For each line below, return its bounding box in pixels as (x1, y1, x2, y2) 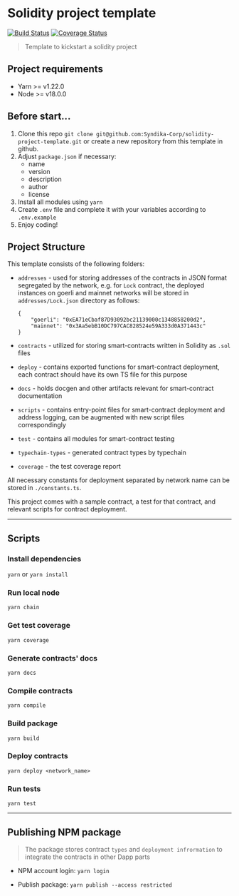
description (28, 175, 62, 183)
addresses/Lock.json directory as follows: (17, 296, 140, 305)
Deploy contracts (7, 751, 69, 761)
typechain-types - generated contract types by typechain (17, 448, 186, 457)
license (28, 190, 50, 198)
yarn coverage (7, 636, 50, 643)
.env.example (17, 214, 57, 221)
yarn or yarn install (7, 570, 69, 579)
